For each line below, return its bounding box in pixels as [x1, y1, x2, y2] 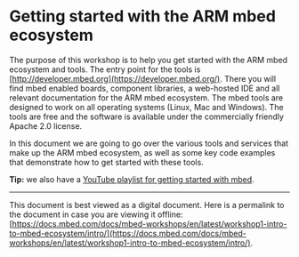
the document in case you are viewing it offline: [9, 209, 183, 220]
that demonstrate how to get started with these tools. [9, 157, 205, 167]
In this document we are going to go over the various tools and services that [9, 138, 289, 149]
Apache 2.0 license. [9, 120, 83, 131]
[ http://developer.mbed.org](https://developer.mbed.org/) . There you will [9, 73, 277, 84]
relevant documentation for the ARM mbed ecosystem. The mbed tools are [9, 92, 284, 103]
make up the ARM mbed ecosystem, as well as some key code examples [9, 147, 276, 157]
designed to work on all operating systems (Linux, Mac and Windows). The [9, 101, 284, 112]
